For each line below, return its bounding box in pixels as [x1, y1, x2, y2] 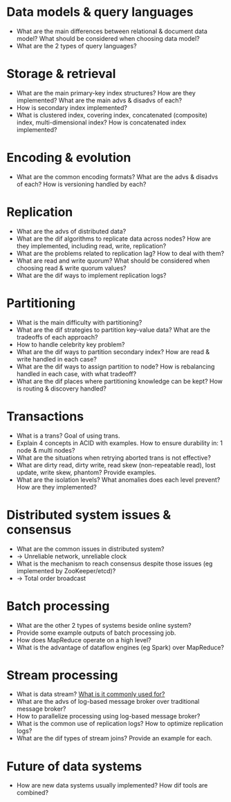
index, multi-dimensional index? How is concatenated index [16, 118, 187, 127]
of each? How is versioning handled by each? [16, 180, 147, 188]
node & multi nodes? [16, 446, 75, 454]
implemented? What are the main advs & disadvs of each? [16, 96, 183, 104]
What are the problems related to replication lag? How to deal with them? [16, 249, 225, 257]
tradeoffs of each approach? [16, 333, 98, 341]
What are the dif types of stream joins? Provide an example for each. [16, 734, 212, 743]
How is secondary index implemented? [16, 103, 127, 111]
